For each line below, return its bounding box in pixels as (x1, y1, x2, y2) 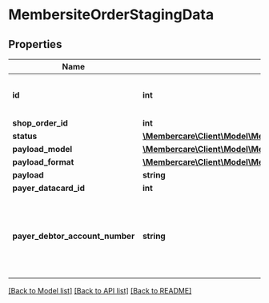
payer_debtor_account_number (12, 230, 135, 241)
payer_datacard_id (12, 182, 86, 193)
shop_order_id (12, 118, 68, 129)
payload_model (12, 144, 73, 154)
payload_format (12, 157, 74, 167)
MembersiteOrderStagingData (8, 6, 215, 24)
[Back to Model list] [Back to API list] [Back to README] (8, 286, 192, 295)
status (12, 130, 38, 142)
